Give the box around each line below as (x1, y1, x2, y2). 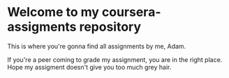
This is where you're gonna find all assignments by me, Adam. (7, 42, 186, 50)
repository (79, 19, 142, 35)
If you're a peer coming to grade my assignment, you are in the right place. (7, 55, 223, 63)
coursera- (101, 4, 161, 20)
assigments (7, 19, 77, 35)
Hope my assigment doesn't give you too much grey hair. (7, 63, 172, 71)
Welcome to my (7, 4, 100, 20)
